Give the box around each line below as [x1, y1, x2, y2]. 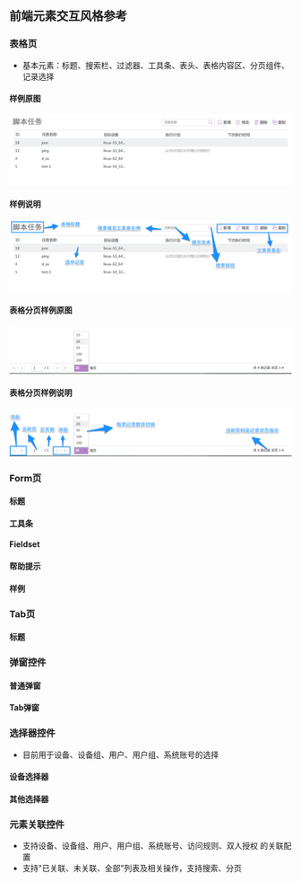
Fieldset [9, 539, 40, 550]
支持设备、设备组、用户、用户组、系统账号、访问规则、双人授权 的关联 [21, 841, 284, 851]
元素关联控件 [9, 818, 65, 831]
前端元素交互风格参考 [9, 8, 127, 24]
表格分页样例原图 [9, 304, 73, 315]
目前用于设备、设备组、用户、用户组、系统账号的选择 [21, 749, 219, 760]
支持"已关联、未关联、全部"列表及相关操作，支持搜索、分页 [21, 863, 242, 874]
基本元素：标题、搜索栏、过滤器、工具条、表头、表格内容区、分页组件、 [21, 59, 289, 70]
